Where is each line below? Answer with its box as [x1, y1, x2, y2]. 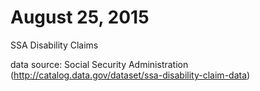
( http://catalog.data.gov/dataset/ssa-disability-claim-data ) [10, 69, 251, 81]
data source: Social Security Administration [10, 58, 189, 70]
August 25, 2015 [10, 6, 150, 29]
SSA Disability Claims [10, 39, 99, 51]
